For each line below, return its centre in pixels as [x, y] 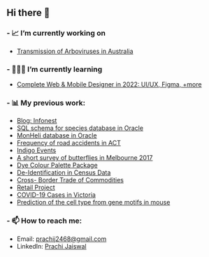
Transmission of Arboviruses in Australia [75, 51]
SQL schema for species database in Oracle [80, 128]
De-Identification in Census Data [64, 172]
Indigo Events [36, 150]
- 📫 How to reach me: [44, 221]
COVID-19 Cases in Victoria [56, 195]
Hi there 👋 [28, 13]
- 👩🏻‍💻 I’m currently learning [55, 69]
